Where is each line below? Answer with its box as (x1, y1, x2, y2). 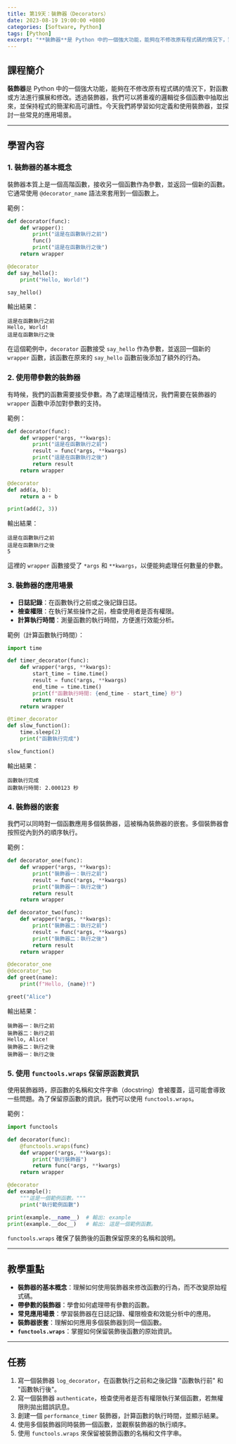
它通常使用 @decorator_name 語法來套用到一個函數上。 (7, 189, 163, 197)
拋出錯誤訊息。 (29, 1403, 74, 1411)
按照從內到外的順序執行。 (7, 828, 81, 837)
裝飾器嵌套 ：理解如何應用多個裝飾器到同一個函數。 (17, 1318, 166, 1327)
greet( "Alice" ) (7, 993, 52, 1000)
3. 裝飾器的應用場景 (7, 581, 74, 591)
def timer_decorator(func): (7, 657, 90, 665)
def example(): (7, 1188, 52, 1196)
